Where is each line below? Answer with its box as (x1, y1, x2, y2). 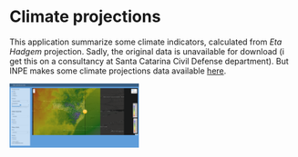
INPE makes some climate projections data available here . (9, 65, 227, 76)
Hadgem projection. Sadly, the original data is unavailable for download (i (9, 45, 285, 56)
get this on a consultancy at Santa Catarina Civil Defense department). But (9, 55, 289, 66)
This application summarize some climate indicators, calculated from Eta (9, 36, 283, 47)
